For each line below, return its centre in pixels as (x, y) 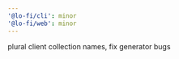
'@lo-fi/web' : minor (43, 23)
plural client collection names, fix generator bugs (89, 46)
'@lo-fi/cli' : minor (43, 16)
